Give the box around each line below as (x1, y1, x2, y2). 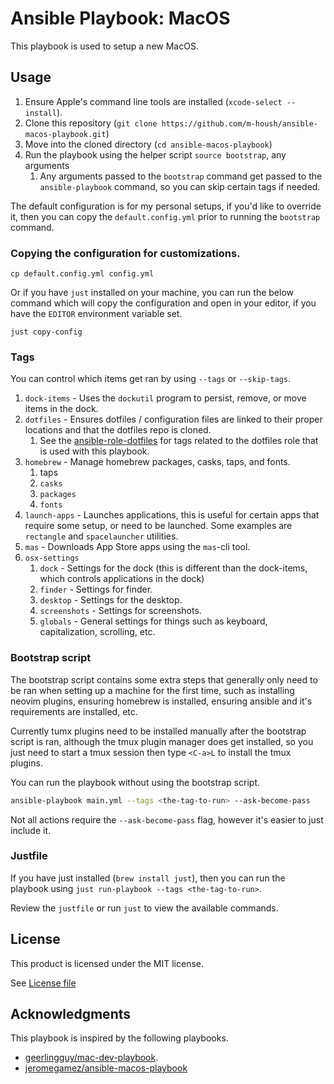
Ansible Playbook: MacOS (10, 7, 231, 30)
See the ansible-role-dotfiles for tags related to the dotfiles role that (39, 435, 319, 447)
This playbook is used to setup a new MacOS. (10, 40, 199, 52)
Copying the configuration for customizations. (10, 246, 241, 260)
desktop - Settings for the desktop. (39, 594, 183, 606)
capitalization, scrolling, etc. (39, 626, 156, 638)
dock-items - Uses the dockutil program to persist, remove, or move (24, 392, 307, 404)
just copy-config (10, 327, 83, 337)
